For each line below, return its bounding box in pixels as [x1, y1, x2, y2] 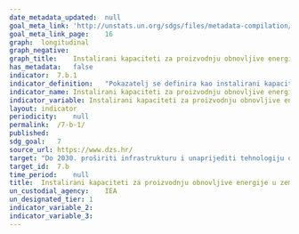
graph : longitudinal [9, 37, 90, 47]
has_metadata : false [9, 63, 93, 72]
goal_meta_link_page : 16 [9, 29, 114, 38]
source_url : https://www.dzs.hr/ [9, 145, 133, 154]
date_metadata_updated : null [9, 12, 122, 22]
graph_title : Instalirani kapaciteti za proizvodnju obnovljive [9, 54, 265, 63]
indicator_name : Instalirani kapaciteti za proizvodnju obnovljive [9, 87, 265, 96]
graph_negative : [9, 46, 69, 55]
